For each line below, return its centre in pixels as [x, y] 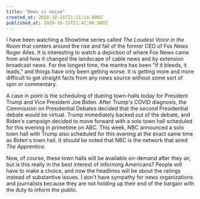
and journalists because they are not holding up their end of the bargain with [100, 183]
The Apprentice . [26, 146]
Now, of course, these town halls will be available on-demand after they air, [99, 158]
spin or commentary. [32, 84]
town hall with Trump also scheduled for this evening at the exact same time [100, 134]
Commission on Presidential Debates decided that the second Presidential [97, 109]
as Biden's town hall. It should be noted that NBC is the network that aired [97, 140]
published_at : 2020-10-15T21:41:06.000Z [57, 23]
